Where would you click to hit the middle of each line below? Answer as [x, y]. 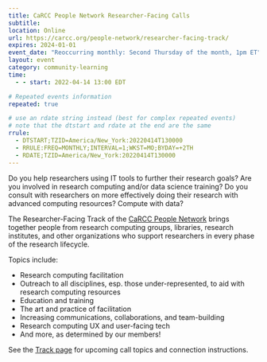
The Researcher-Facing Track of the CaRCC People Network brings [119, 219]
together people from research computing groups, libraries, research [121, 227]
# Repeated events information [60, 96]
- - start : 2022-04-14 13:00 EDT [71, 82]
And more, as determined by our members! [90, 334]
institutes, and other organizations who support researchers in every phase [132, 235]
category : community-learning [58, 68]
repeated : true [33, 104]
